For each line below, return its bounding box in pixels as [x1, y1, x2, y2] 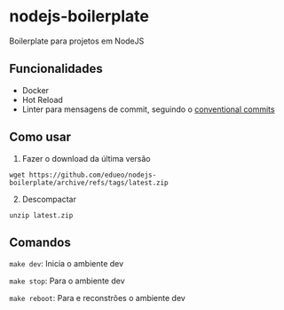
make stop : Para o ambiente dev [9, 275, 126, 286]
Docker [21, 84, 50, 95]
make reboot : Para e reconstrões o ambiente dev [9, 293, 186, 304]
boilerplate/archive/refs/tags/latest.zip [9, 178, 169, 187]
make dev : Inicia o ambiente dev [9, 258, 124, 269]
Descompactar [21, 194, 77, 204]
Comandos [9, 234, 71, 250]
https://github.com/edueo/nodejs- [28, 171, 157, 179]
